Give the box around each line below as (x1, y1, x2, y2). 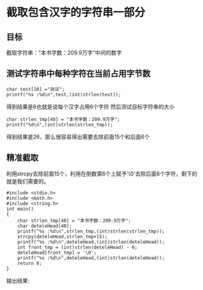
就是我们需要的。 (6, 177, 49, 185)
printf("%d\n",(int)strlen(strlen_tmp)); (6, 121, 113, 128)
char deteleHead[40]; (17, 223, 72, 229)
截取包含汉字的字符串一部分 (6, 5, 146, 19)
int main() (6, 205, 34, 212)
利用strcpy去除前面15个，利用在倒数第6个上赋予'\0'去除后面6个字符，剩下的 (6, 170, 198, 177)
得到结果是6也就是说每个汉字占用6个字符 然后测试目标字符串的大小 (6, 103, 175, 110)
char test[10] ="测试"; (6, 86, 65, 92)
